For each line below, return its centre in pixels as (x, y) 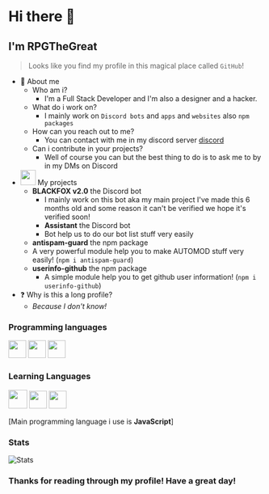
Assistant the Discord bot (87, 225)
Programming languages (58, 327)
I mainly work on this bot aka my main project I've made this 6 (147, 200)
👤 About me (40, 81)
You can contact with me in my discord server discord (134, 140)
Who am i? (50, 90)
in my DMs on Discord (81, 166)
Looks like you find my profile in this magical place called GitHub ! (136, 65)
